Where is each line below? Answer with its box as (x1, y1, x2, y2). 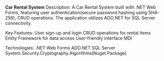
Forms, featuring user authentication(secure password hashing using (5, 9, 147, 15)
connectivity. (5, 20, 32, 26)
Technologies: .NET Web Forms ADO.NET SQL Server (5, 45, 116, 50)
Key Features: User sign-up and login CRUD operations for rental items (5, 30, 151, 35)
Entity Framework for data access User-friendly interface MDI (5, 35, 132, 41)
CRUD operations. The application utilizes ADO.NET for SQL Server (17, 15, 155, 20)
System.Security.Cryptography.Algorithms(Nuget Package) (5, 50, 127, 56)
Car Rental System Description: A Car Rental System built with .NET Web (5, 4, 156, 10)
